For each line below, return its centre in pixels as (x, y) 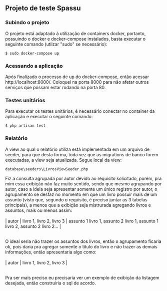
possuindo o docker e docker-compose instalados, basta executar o (75, 39)
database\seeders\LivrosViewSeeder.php (47, 169)
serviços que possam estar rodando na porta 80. (55, 87)
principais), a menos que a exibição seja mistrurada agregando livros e (78, 205)
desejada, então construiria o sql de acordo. (50, 283)
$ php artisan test (25, 126)
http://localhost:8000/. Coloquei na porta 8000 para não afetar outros (77, 82)
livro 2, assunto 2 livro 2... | (33, 226)
